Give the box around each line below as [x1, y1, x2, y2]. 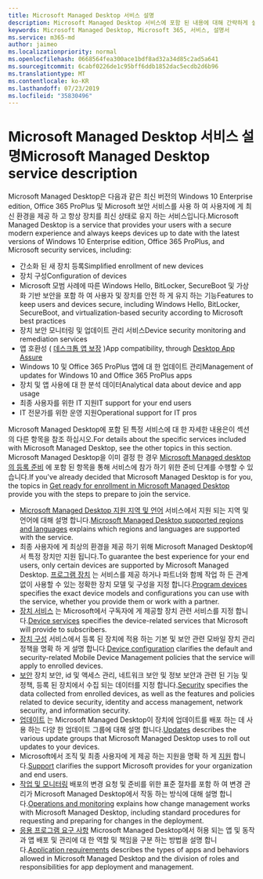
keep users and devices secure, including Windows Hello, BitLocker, [19, 300, 240, 309]
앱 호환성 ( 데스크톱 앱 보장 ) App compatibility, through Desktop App [19, 344, 235, 353]
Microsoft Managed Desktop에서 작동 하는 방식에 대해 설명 [34, 790, 218, 799]
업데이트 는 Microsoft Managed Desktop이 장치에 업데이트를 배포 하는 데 [19, 715, 245, 724]
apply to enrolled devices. [19, 661, 103, 671]
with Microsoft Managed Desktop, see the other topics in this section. [8, 443, 232, 453]
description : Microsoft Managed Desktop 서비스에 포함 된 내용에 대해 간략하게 [8, 19, 249, 27]
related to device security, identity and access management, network [19, 698, 243, 707]
